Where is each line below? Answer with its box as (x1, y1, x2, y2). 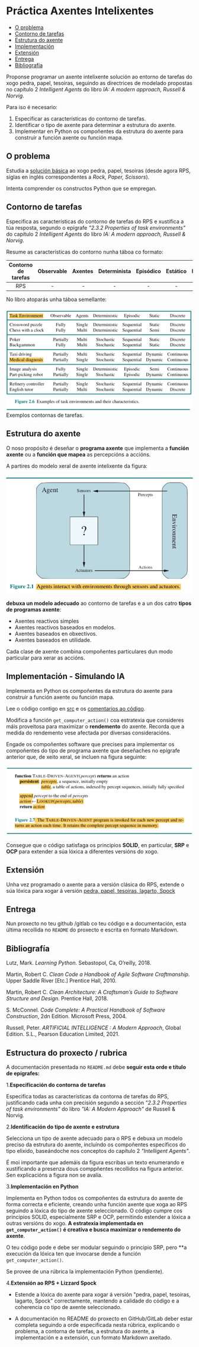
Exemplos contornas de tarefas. (6, 411, 84, 419)
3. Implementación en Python (6, 1183, 79, 1190)
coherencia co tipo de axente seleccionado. (14, 1303, 122, 1310)
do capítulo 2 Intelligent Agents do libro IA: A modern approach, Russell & (6, 230, 186, 237)
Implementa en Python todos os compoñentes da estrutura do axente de (6, 1194, 184, 1202)
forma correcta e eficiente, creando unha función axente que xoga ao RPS (6, 1200, 188, 1207)
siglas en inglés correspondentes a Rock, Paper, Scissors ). (6, 173, 150, 180)
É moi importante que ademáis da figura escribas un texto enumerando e (6, 1159, 185, 1166)
